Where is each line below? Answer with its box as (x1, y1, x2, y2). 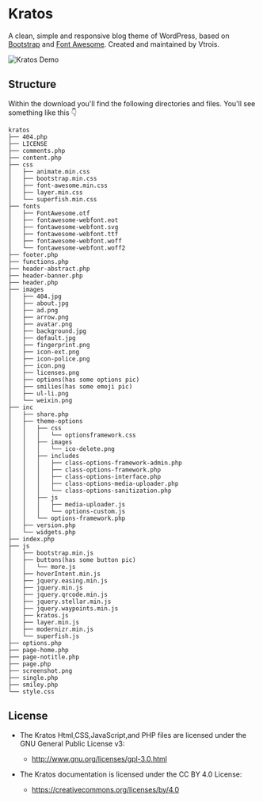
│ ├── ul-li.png (8, 389, 69, 397)
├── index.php (8, 535, 55, 543)
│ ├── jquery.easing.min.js (8, 576, 109, 585)
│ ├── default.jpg (8, 334, 77, 342)
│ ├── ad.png (8, 306, 59, 314)
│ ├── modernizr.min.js (8, 625, 93, 633)
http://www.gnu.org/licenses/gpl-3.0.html (31, 754, 168, 763)
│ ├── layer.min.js (8, 618, 80, 626)
